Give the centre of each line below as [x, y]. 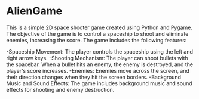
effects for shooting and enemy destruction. [60, 89]
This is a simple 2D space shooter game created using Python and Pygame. [99, 27]
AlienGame [34, 11]
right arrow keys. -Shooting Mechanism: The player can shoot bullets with [97, 58]
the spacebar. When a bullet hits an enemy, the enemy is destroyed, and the [99, 64]
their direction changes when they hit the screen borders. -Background [94, 77]
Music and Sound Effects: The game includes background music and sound [99, 83]
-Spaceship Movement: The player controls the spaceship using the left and [99, 51]
